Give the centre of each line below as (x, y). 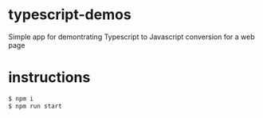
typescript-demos (70, 15)
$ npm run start (35, 106)
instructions (49, 78)
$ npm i (21, 98)
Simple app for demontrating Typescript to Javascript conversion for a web (131, 37)
